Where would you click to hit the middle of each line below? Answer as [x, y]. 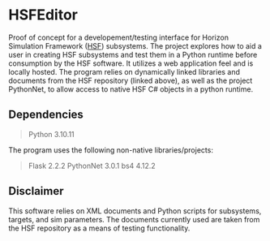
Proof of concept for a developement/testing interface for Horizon [119, 37]
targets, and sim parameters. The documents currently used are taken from [134, 219]
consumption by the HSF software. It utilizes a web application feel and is [131, 63]
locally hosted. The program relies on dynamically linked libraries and [124, 71]
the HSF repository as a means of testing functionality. [99, 228]
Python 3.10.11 [51, 134]
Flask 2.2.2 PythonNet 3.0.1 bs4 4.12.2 [92, 166]
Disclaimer [36, 191]
